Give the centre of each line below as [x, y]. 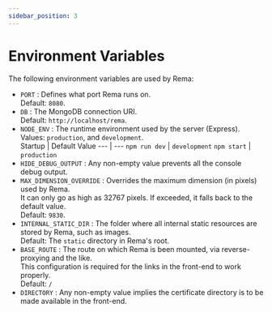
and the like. [72, 258]
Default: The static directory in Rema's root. [95, 241]
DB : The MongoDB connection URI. [79, 111]
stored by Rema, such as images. [75, 232]
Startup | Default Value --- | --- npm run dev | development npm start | [135, 146]
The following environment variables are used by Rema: [101, 79]
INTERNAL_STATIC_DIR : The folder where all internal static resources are [138, 223]
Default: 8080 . [42, 103]
